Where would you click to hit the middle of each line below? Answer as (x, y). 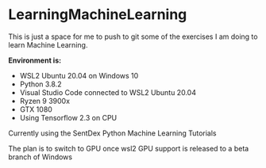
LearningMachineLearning (98, 15)
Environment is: (35, 60)
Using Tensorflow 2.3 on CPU (68, 117)
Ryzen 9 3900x (44, 101)
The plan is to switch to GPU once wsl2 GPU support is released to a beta (129, 148)
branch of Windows (40, 157)
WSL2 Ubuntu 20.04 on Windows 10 (79, 75)
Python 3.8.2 (40, 84)
